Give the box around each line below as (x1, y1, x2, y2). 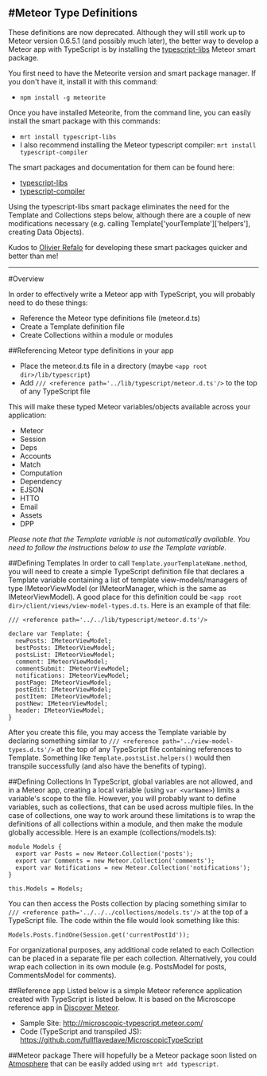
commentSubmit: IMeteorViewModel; (15, 664, 130, 672)
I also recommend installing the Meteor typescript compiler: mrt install (19, 139, 257, 150)
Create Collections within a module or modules (19, 330, 173, 339)
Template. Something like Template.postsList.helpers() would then (8, 753, 231, 762)
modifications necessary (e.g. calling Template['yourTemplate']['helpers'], (8, 218, 250, 228)
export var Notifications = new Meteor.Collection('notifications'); (15, 863, 250, 871)
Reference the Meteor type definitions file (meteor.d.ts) (19, 313, 201, 323)
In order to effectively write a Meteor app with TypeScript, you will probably (8, 289, 256, 299)
